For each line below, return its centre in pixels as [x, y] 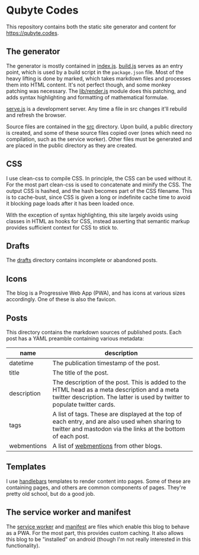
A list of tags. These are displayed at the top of [117, 414]
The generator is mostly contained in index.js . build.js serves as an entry [94, 66]
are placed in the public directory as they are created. [72, 145]
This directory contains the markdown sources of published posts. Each [94, 332]
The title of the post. [81, 372]
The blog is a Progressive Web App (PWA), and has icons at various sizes [96, 293]
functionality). [23, 546]
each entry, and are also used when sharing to [117, 422]
